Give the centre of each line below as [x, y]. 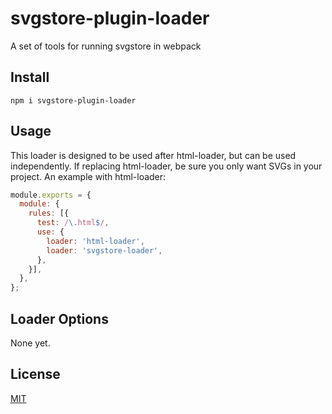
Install [30, 77]
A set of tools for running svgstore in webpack [106, 46]
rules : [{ [49, 213]
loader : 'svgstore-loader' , [104, 250]
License [35, 374]
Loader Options [59, 318]
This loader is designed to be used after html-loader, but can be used [153, 155]
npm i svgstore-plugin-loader [73, 100]
